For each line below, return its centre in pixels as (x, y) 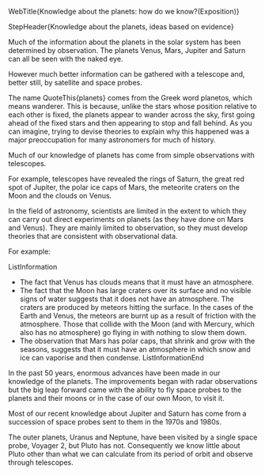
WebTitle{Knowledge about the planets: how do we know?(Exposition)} (124, 11)
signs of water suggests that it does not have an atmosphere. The (127, 299)
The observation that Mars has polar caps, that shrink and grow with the (137, 341)
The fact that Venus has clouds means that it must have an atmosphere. (137, 282)
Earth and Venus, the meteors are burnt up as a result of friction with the (138, 316)
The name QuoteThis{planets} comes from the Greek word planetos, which (131, 98)
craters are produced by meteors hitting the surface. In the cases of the (136, 307)
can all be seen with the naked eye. (66, 59)
